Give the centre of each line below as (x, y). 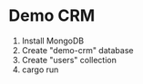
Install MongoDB (53, 41)
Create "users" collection (69, 60)
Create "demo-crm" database (77, 50)
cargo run (40, 70)
